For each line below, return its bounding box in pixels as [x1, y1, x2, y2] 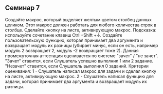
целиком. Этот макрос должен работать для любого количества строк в [5, 22, 157, 28]
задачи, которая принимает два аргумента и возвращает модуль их [5, 78, 147, 84]
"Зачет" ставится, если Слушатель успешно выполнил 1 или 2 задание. [5, 58, 153, 63]
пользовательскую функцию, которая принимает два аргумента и [5, 37, 143, 43]
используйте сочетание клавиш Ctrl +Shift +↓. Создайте [5, 32, 123, 38]
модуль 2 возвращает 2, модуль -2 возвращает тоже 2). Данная [5, 47, 139, 53]
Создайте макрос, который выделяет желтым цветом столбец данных [5, 16, 152, 22]
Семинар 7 [5, 4, 40, 12]
